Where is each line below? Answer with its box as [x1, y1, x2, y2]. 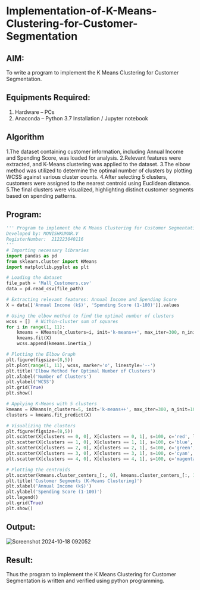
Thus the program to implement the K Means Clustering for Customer [6, 571, 177, 578]
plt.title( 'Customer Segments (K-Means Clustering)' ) [6, 478, 143, 484]
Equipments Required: [6, 92, 90, 103]
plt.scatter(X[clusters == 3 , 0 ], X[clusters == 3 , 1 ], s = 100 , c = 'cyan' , [6, 451, 193, 457]
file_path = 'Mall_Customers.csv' [6, 280, 92, 287]
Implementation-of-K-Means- [6, 4, 157, 18]
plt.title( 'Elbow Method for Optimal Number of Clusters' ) [6, 368, 156, 374]
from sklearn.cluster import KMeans [6, 258, 97, 265]
